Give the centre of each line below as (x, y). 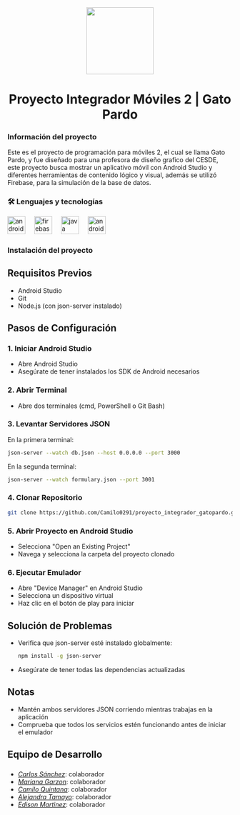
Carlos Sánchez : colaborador (61, 774)
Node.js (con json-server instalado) (70, 306)
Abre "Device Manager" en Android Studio (80, 588)
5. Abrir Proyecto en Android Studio (70, 531)
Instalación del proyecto (50, 250)
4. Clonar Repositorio (45, 498)
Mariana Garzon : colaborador (61, 782)
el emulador (35, 732)
